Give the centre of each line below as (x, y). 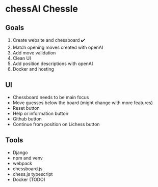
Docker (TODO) (29, 179)
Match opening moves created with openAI (58, 47)
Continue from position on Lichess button (56, 124)
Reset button (26, 108)
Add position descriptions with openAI (53, 64)
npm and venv (28, 158)
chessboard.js (28, 169)
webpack (22, 163)
